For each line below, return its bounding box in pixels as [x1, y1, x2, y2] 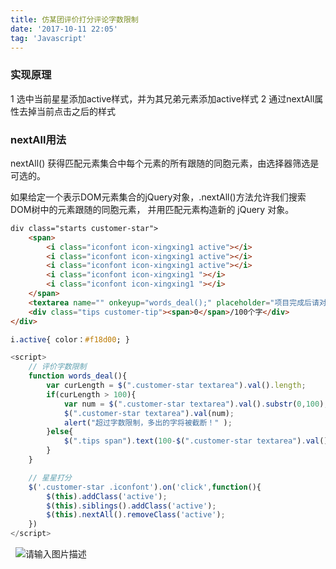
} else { [46, 427, 74, 437]
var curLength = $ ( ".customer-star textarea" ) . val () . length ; [46, 381, 307, 391]
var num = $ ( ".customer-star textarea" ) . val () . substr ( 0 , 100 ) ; [63, 399, 329, 409]
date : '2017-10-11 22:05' [10, 24, 118, 34]
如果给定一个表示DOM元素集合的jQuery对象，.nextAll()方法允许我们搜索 [10, 191, 307, 203]
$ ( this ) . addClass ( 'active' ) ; [46, 491, 168, 501]
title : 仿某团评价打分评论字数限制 [10, 14, 139, 25]
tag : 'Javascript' [10, 33, 87, 43]
